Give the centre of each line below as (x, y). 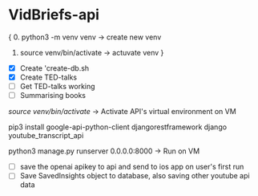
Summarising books (53, 96)
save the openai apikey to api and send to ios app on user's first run (132, 167)
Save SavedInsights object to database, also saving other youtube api (135, 176)
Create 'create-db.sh (54, 68)
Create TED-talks (48, 77)
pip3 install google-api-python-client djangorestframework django (117, 127)
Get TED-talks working (57, 87)
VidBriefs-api (54, 15)
